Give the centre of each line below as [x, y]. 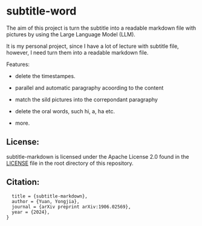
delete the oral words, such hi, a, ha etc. [65, 111]
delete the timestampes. [45, 76]
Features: [18, 64]
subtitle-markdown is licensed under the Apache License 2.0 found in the [98, 156]
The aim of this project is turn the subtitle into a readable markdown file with [101, 28]
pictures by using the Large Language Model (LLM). [71, 34]
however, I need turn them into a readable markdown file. [77, 52]
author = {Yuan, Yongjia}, [46, 201]
